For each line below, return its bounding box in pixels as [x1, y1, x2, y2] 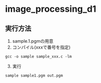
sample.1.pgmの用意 [12, 38, 53, 44]
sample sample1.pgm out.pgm [5, 73, 63, 78]
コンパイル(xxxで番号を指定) [12, 44, 71, 50]
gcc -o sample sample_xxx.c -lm [5, 54, 72, 59]
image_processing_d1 [5, 3, 97, 15]
